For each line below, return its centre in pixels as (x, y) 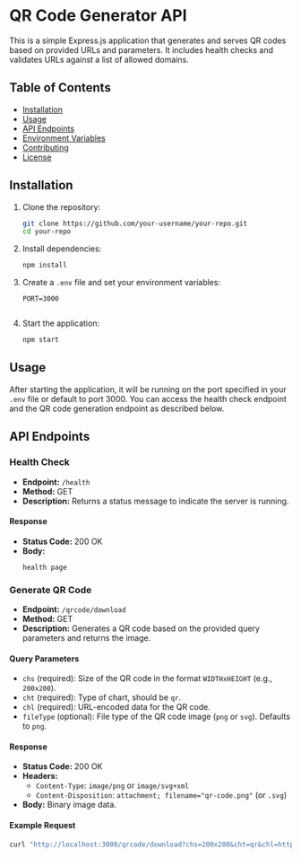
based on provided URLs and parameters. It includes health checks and (142, 49)
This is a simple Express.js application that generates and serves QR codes (148, 40)
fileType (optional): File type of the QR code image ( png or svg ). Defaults (156, 717)
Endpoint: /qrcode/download (74, 609)
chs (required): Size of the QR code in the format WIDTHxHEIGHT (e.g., (147, 679)
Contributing (45, 147)
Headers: (40, 776)
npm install (44, 266)
